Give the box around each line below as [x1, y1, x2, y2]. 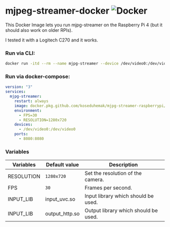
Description [109, 161, 138, 168]
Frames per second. [84, 185, 133, 192]
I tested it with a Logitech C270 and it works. [5, 37, 99, 43]
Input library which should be [84, 193, 154, 200]
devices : [14, 122, 33, 127]
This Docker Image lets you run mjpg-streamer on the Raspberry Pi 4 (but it [5, 22, 163, 28]
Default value [46, 161, 79, 168]
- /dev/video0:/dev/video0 [18, 127, 76, 132]
